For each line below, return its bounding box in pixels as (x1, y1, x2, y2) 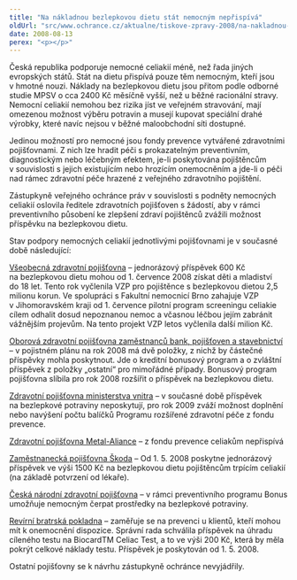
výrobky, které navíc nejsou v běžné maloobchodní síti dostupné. (9, 119, 247, 129)
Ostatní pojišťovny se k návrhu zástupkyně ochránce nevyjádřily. (9, 561, 245, 572)
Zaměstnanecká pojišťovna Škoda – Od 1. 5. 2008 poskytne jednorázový (9, 453, 272, 464)
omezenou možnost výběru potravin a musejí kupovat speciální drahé (9, 109, 263, 120)
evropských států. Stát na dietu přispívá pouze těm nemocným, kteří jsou (9, 72, 276, 82)
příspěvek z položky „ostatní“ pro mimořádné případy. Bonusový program (9, 364, 277, 375)
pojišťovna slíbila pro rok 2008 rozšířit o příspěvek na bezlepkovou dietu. (9, 374, 274, 384)
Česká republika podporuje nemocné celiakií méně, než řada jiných (9, 62, 254, 73)
